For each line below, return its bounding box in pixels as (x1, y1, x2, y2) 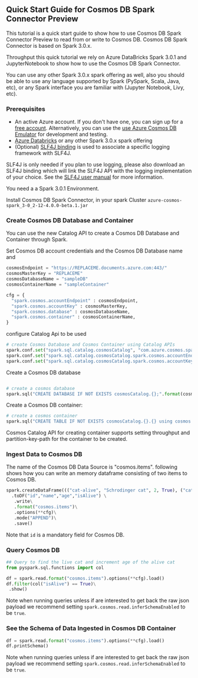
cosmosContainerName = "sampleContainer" (6, 281, 110, 288)
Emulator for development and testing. (14, 131, 108, 138)
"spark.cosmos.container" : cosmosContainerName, (11, 314, 136, 320)
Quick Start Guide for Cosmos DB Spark (6, 5, 155, 15)
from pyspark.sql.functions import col (6, 565, 104, 571)
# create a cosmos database (6, 385, 75, 391)
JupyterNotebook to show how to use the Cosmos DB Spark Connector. (6, 60, 181, 67)
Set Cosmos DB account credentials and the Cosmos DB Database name (6, 247, 183, 254)
